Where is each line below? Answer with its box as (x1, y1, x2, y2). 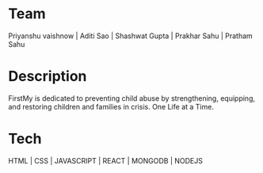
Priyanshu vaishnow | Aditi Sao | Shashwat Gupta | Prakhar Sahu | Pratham (8, 31, 253, 40)
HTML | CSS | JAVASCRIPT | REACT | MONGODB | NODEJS (8, 156, 204, 165)
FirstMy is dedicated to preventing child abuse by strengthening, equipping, (8, 93, 256, 103)
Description (8, 67, 87, 86)
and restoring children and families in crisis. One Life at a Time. (8, 102, 214, 111)
